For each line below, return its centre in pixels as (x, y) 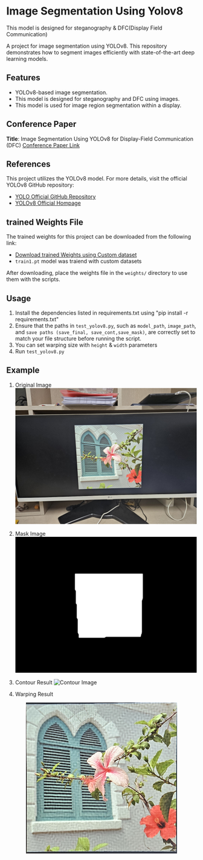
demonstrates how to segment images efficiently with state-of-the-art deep (101, 52)
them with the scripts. (33, 280)
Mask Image (30, 533)
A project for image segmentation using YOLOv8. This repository (87, 46)
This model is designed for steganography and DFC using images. (97, 98)
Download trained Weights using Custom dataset (76, 255)
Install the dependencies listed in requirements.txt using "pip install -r (101, 313)
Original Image (33, 385)
